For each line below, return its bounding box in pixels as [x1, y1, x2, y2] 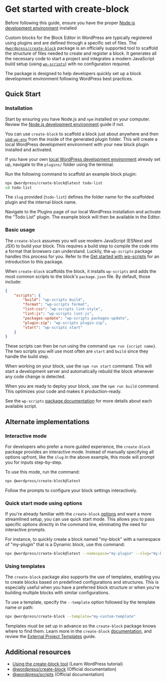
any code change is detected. [5, 374, 66, 380]
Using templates [5, 562, 45, 569]
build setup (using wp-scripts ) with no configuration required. [5, 61, 131, 67]
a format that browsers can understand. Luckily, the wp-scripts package [5, 248, 153, 254]
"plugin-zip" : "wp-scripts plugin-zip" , [23, 320, 107, 325]
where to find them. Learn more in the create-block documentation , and [5, 628, 152, 634]
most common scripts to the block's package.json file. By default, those [5, 273, 151, 280]
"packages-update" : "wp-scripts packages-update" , [23, 316, 129, 321]
